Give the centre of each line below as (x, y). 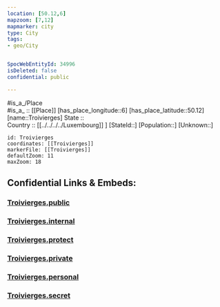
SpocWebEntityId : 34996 (41, 64)
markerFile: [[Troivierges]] (49, 149)
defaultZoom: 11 (30, 156)
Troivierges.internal (41, 221)
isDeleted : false (32, 71)
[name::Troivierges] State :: (46, 118)
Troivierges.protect (40, 239)
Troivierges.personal (43, 277)
